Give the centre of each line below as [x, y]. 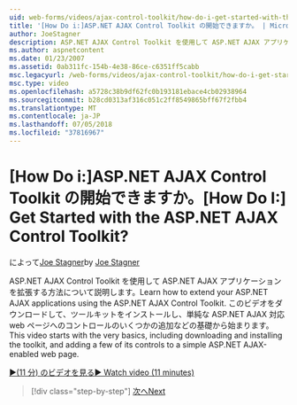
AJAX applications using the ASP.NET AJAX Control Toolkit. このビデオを [142, 303]
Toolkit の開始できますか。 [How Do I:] [148, 198]
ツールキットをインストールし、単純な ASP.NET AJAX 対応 [178, 314]
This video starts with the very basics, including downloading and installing [146, 335]
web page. [60, 354]
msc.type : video [39, 83]
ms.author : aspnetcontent [57, 51]
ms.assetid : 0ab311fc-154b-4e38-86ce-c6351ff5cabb [104, 67]
